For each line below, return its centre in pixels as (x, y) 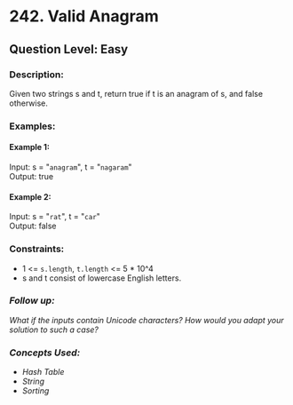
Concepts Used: (45, 353)
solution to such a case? (54, 330)
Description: (36, 75)
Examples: (32, 126)
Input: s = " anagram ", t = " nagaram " (71, 167)
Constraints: (37, 249)
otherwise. (29, 103)
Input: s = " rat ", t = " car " (55, 217)
